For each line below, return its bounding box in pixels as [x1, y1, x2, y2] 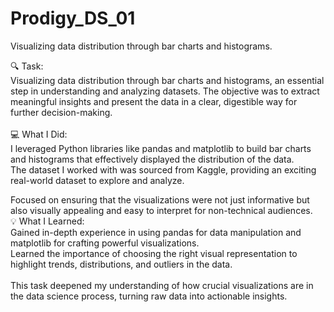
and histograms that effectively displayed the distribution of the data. [10, 153, 295, 165]
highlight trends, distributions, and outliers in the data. [10, 258, 233, 270]
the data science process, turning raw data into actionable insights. [10, 290, 288, 302]
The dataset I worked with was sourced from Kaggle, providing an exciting [10, 163, 317, 176]
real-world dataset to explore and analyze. [10, 174, 185, 186]
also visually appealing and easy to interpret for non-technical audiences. [10, 204, 313, 216]
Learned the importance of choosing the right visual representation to [10, 247, 298, 259]
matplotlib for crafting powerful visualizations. [10, 237, 200, 249]
